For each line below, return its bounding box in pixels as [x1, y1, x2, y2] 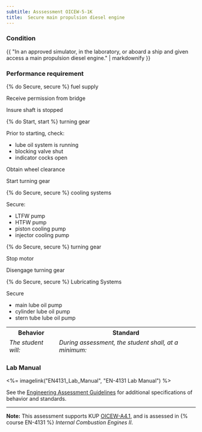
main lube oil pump [14, 301, 63, 309]
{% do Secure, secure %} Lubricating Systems [6, 278, 122, 286]
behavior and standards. [6, 395, 67, 403]
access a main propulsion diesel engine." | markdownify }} [6, 54, 151, 61]
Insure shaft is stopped [6, 106, 63, 114]
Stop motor [6, 255, 34, 262]
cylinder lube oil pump [14, 308, 70, 315]
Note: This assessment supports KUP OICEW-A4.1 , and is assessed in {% [6, 413, 188, 420]
